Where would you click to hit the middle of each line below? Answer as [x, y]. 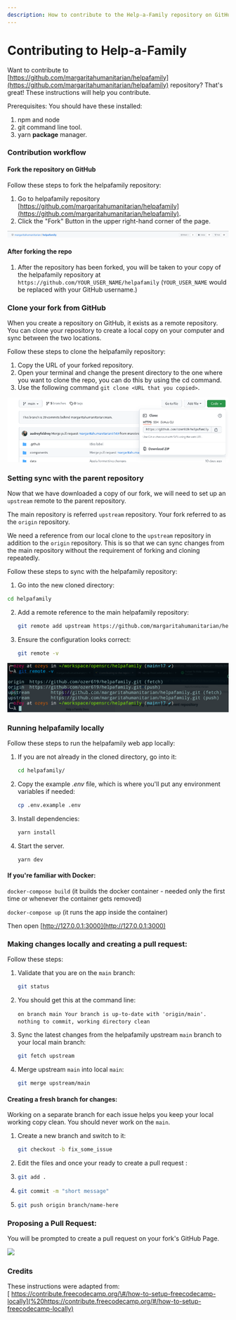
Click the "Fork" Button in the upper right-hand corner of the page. [114, 221]
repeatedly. [24, 558]
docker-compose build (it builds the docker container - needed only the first [116, 891]
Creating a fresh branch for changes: [63, 1099]
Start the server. [41, 846]
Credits [20, 1271]
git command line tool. [50, 127]
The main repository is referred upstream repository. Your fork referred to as [117, 515]
